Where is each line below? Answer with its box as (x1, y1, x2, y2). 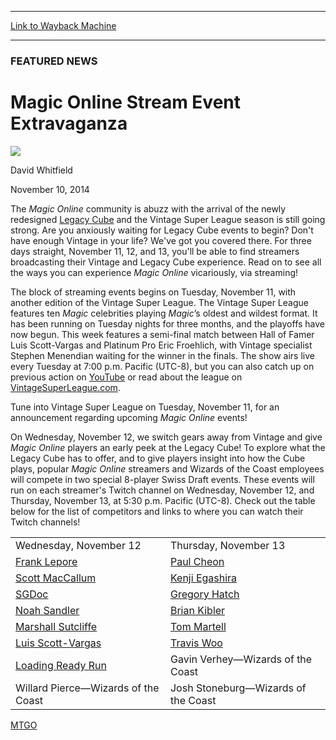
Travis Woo (169, 636, 223, 650)
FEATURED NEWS (10, 54, 98, 68)
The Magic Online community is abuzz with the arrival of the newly (10, 202, 287, 215)
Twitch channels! (10, 516, 81, 528)
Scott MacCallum (15, 571, 97, 585)
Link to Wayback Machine (10, 20, 117, 31)
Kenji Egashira (169, 571, 238, 585)
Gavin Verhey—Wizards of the (169, 652, 313, 666)
